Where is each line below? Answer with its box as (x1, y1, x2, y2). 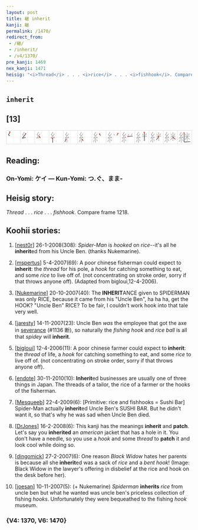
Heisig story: (6, 193, 55, 203)
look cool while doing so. (14, 441, 75, 448)
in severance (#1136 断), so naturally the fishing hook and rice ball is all (14, 326, 187, 333)
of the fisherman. (14, 387, 57, 394)
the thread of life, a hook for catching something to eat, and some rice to (14, 350, 192, 357)
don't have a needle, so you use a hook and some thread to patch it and (14, 435, 190, 442)
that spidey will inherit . (14, 333, 71, 340)
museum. (14, 501, 38, 509)
